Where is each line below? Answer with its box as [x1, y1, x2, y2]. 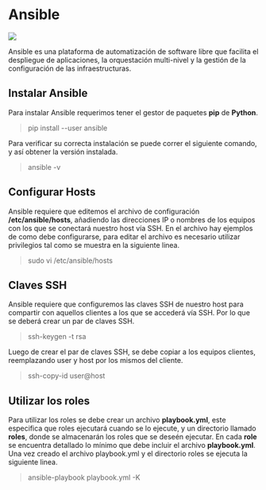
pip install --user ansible [27, 123, 108, 133]
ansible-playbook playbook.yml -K [27, 473, 141, 482]
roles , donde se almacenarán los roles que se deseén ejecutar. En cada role [8, 432, 257, 442]
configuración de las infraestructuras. [8, 64, 132, 73]
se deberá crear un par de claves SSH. [8, 316, 135, 326]
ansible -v [27, 162, 61, 172]
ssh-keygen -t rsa [27, 332, 87, 341]
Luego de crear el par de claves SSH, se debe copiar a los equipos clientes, [8, 347, 256, 357]
